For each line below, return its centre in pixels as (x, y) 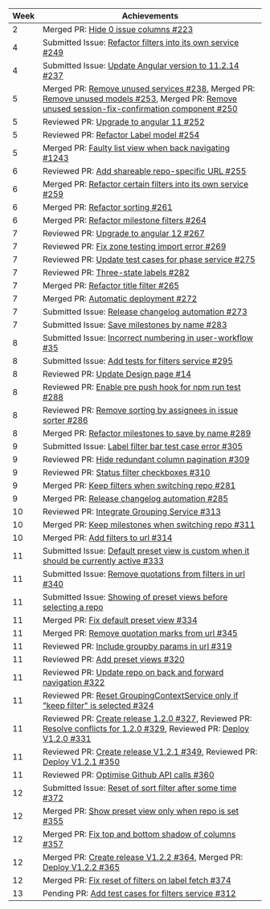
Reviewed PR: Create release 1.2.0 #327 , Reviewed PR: (147, 719)
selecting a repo (73, 607)
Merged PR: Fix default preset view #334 (121, 620)
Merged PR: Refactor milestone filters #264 (125, 220)
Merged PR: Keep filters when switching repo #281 (139, 485)
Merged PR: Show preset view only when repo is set (141, 811)
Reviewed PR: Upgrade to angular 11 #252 (124, 122)
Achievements (150, 16)
